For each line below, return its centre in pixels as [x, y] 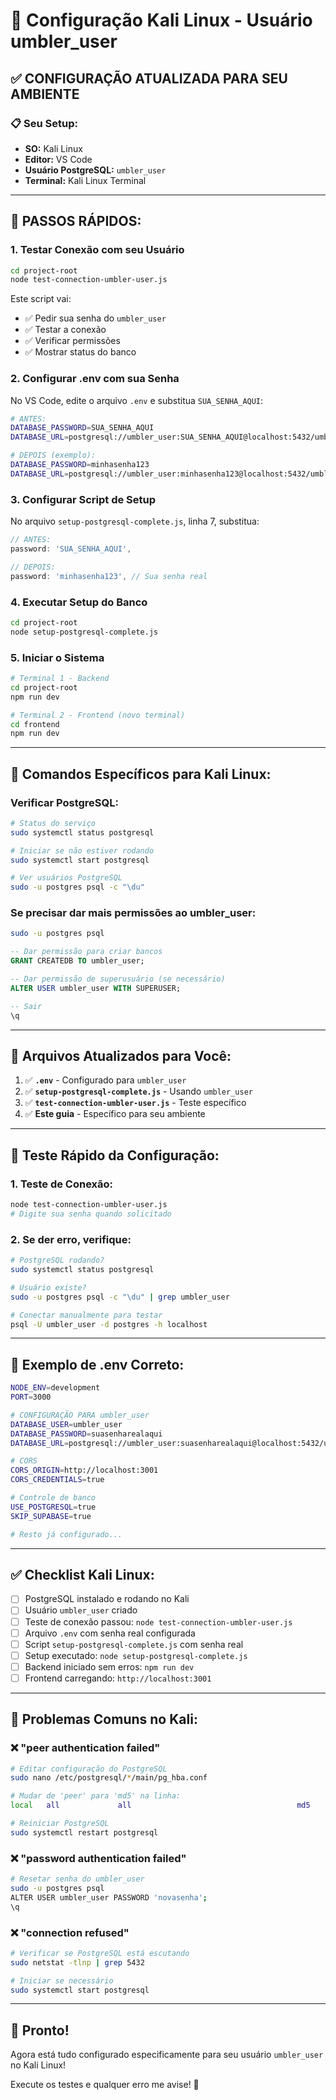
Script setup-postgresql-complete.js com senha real [134, 1644]
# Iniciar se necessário [62, 1980]
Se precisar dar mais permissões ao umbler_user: [133, 913]
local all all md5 [160, 1805]
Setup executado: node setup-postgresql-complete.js [136, 1655]
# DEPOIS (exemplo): [53, 455]
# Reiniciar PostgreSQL [60, 1824]
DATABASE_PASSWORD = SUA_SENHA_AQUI [82, 428]
